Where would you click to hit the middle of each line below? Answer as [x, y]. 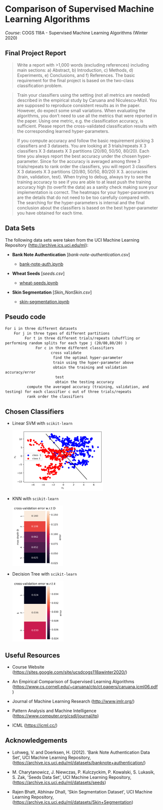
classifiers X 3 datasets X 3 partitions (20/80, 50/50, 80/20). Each [83, 151]
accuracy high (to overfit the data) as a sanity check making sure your [87, 187]
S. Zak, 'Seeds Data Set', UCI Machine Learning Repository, [72, 777]
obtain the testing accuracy [85, 382]
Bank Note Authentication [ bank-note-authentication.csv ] [71, 254]
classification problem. [40, 86]
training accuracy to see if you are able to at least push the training [84, 182]
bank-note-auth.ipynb [41, 264]
